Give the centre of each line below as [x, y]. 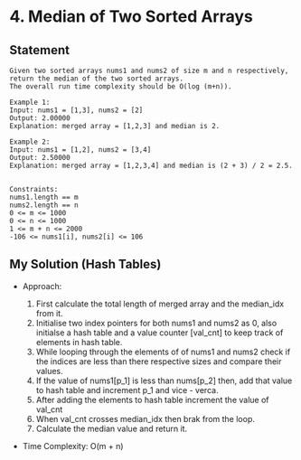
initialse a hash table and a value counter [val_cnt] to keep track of [160, 333]
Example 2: [30, 142]
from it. [49, 313]
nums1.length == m [44, 197]
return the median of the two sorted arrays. [96, 79]
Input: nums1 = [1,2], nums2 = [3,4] [80, 150]
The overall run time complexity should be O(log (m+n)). [121, 87]
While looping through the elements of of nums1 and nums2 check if [163, 352]
